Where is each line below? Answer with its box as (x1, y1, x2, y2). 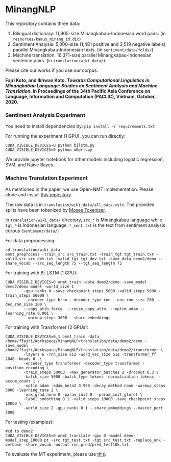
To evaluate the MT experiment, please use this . (5, 451, 106, 457)
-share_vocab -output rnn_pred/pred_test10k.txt (23, 442, 129, 447)
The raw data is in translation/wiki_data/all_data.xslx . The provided (5, 201, 155, 208)
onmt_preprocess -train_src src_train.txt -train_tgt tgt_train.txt (5, 251, 154, 257)
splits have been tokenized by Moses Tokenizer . (5, 207, 106, 213)
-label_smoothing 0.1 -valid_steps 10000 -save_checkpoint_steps (23, 396, 166, 401)
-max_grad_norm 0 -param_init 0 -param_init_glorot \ (23, 392, 143, 397)
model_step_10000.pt (5, 438, 50, 443)
